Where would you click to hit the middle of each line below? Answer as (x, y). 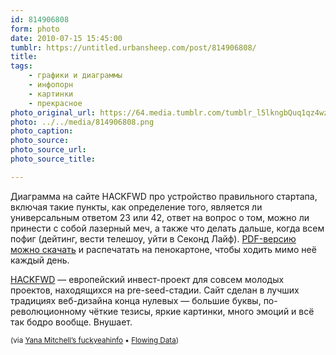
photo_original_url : (53, 112)
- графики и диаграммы (75, 76)
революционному (48, 311)
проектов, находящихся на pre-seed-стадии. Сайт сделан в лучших (155, 290)
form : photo (35, 29)
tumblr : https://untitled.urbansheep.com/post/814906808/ (133, 47)
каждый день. (40, 260)
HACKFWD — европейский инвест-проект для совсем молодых (147, 279)
